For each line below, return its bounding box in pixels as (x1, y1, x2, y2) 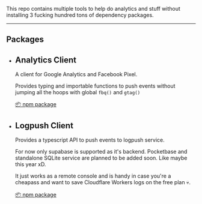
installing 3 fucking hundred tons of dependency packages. (6, 11, 155, 19)
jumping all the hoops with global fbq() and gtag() (14, 89, 141, 96)
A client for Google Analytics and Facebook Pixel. (14, 71, 138, 78)
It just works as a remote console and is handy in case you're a (14, 172, 171, 179)
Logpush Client (14, 120, 74, 131)
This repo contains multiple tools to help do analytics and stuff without (6, 5, 180, 12)
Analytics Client (14, 55, 77, 65)
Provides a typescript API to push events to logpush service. (14, 136, 165, 143)
